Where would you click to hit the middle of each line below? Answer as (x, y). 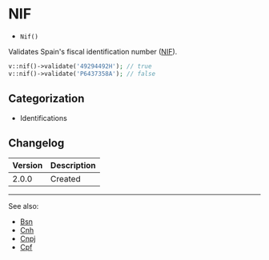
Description (73, 166)
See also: (24, 206)
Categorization (46, 99)
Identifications (44, 118)
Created (66, 179)
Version (28, 166)
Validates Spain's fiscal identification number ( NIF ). (93, 51)
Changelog (36, 143)
